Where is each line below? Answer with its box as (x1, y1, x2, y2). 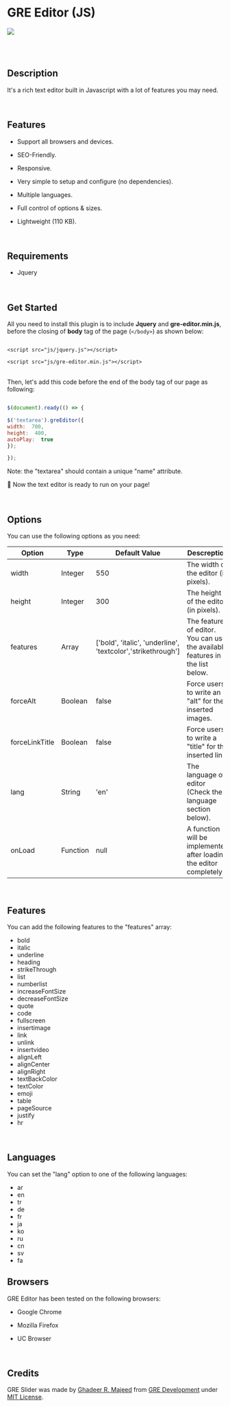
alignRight (16, 1067, 46, 1075)
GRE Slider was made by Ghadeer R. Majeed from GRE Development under (7, 1386, 218, 1394)
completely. (186, 867, 225, 877)
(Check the (186, 788, 222, 797)
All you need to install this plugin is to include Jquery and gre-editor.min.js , (7, 320, 222, 328)
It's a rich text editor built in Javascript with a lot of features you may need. (7, 86, 219, 94)
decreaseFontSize (16, 994, 68, 1003)
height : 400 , (7, 429, 48, 437)
